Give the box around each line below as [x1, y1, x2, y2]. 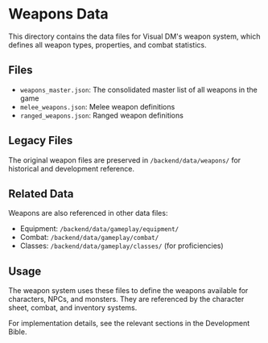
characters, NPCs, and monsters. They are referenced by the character [8, 295, 245, 304]
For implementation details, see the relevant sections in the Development [8, 319, 250, 329]
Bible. [8, 327, 27, 337]
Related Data [8, 187, 74, 200]
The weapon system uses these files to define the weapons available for [8, 286, 249, 295]
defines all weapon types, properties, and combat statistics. [8, 39, 207, 49]
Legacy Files [8, 134, 73, 147]
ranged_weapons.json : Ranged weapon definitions [19, 110, 183, 120]
